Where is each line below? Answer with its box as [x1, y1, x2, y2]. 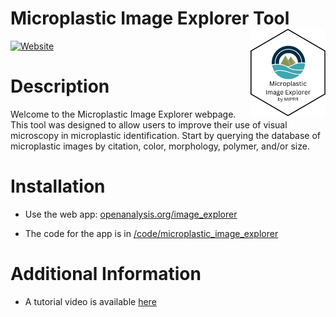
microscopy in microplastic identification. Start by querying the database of [10, 129, 322, 141]
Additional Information [10, 263, 202, 285]
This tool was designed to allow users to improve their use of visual [10, 118, 288, 131]
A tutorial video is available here [24, 295, 157, 307]
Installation [10, 175, 106, 198]
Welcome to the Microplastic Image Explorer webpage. [10, 108, 237, 120]
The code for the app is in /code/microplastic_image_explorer [24, 227, 279, 239]
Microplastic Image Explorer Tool [10, 7, 290, 30]
